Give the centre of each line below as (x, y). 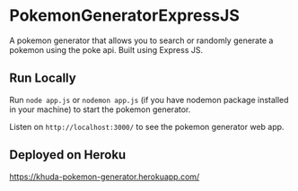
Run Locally (43, 78)
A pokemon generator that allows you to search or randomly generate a (141, 40)
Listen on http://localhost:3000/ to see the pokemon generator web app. (147, 126)
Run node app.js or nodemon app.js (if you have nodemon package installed (149, 100)
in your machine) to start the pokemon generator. (100, 109)
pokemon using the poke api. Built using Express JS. (106, 49)
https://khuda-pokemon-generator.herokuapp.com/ (105, 177)
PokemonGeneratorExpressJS (124, 16)
